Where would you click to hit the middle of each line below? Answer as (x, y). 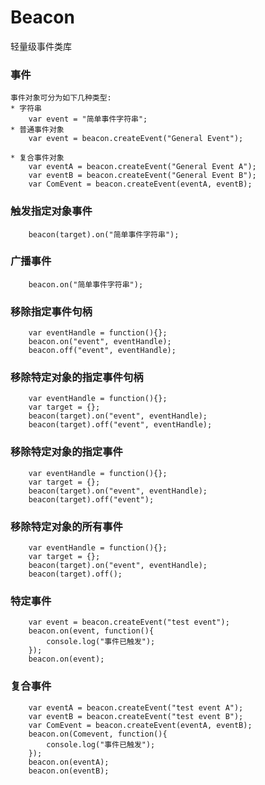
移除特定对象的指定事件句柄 (77, 378)
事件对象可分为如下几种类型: (61, 98)
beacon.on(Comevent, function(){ (98, 734)
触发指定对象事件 (51, 211)
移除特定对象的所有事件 (66, 526)
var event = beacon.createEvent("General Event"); (136, 139)
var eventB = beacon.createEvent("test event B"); (136, 716)
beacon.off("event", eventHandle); (102, 351)
